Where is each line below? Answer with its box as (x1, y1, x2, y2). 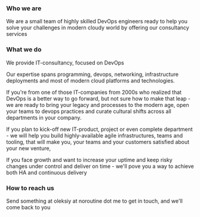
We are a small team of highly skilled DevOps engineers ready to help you (6, 18, 188, 25)
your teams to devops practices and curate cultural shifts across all (6, 108, 171, 115)
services (6, 30, 27, 38)
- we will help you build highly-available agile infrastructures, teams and (6, 132, 183, 139)
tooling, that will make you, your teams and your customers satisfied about (6, 138, 190, 145)
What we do (6, 45, 42, 54)
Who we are (6, 4, 42, 13)
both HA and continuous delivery (6, 169, 88, 176)
